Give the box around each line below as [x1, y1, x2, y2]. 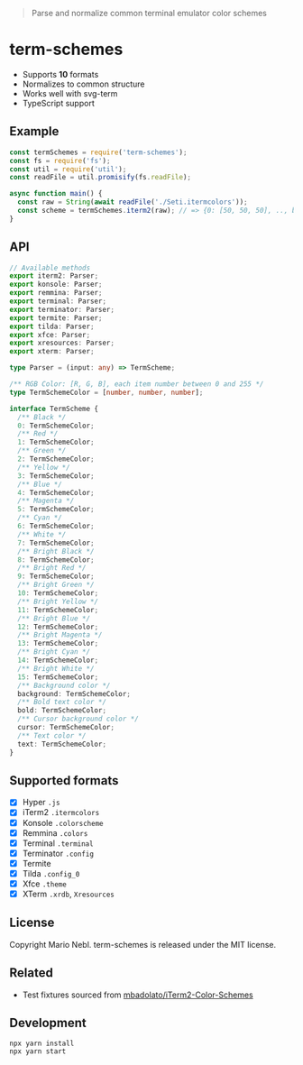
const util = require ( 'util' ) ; [9, 164, 127, 174]
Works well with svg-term [22, 87, 118, 98]
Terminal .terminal [22, 838, 94, 849]
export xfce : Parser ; [9, 330, 91, 339]
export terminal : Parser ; [9, 297, 106, 306]
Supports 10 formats [22, 69, 99, 79]
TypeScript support [22, 97, 95, 108]
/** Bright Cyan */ [17, 647, 91, 656]
